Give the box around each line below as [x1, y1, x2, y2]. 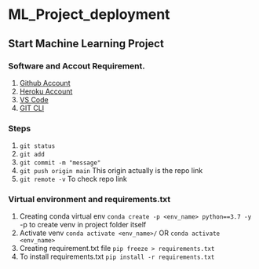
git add [19, 151, 45, 159]
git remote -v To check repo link [19, 175, 127, 184]
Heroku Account [19, 87, 73, 96]
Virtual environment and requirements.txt [8, 194, 171, 205]
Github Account [19, 78, 71, 87]
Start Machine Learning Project [8, 37, 165, 50]
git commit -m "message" [19, 159, 101, 167]
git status [19, 142, 56, 150]
